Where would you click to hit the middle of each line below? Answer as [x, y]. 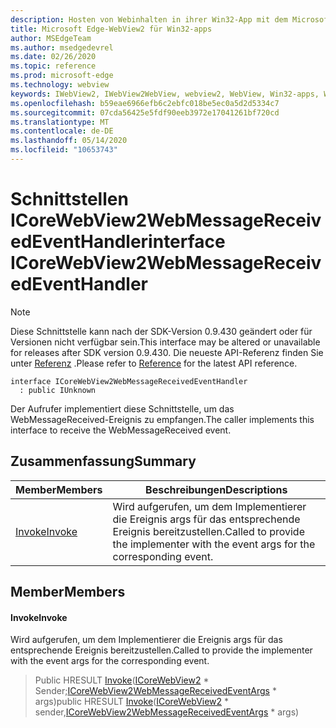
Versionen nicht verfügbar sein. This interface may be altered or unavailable [165, 342]
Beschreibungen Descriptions [216, 489]
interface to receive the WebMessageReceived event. [121, 430]
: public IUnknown [58, 390]
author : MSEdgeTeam [51, 38]
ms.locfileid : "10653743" [64, 150]
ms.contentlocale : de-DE [62, 131]
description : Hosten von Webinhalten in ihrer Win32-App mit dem [149, 19]
